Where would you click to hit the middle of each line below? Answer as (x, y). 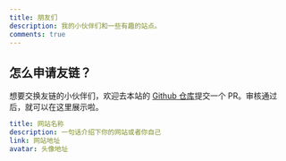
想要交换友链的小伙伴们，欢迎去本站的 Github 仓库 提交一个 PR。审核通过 (143, 96)
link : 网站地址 (35, 140)
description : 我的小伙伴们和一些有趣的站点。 (85, 26)
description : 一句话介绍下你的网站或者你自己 (85, 132)
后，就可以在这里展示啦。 (56, 107)
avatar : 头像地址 (39, 148)
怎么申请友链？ (50, 72)
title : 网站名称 (37, 124)
